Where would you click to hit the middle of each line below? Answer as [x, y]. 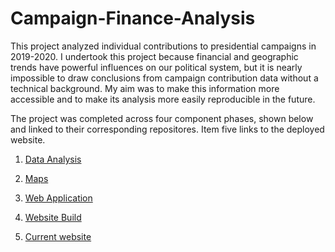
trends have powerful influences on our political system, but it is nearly [156, 67]
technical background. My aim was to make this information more [145, 88]
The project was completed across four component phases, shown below [162, 118]
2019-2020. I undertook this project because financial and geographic [154, 56]
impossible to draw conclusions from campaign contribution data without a [164, 78]
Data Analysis [53, 159]
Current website [58, 236]
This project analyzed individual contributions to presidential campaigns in [163, 46]
